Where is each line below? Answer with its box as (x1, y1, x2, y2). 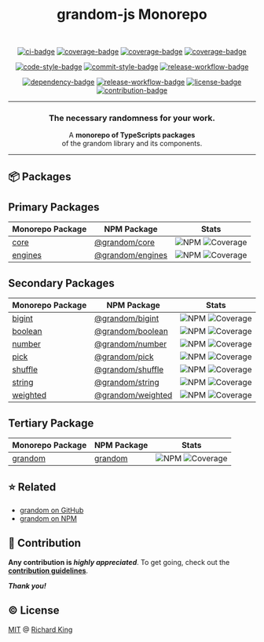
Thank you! (8, 581, 47, 590)
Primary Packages (8, 200, 100, 214)
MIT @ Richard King (8, 625, 73, 634)
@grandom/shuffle (93, 364, 164, 375)
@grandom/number (93, 339, 167, 350)
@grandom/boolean (93, 326, 169, 337)
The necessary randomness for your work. (48, 112, 216, 123)
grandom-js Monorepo (57, 6, 207, 24)
